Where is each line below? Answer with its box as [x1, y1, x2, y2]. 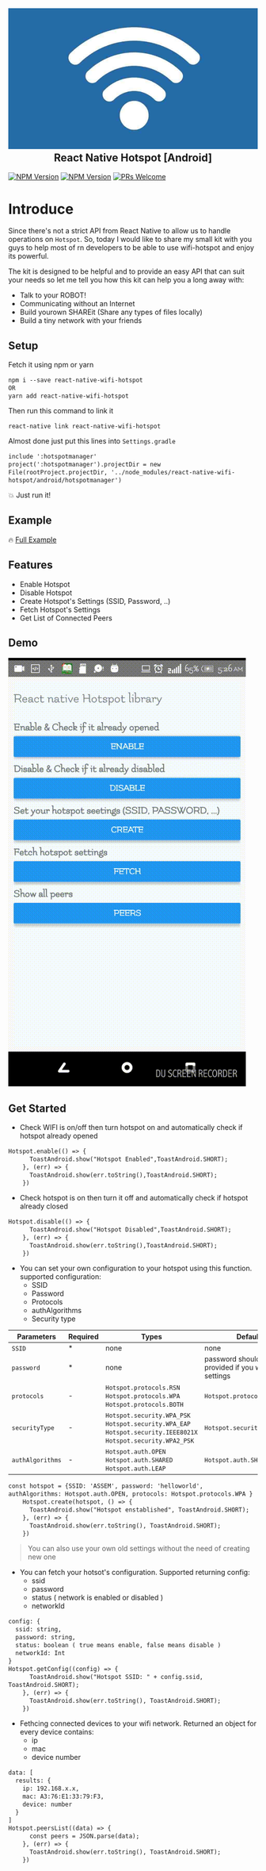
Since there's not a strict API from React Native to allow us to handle [8, 226, 231, 236]
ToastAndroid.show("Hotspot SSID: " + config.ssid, [28, 1673, 203, 1681]
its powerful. [8, 252, 49, 261]
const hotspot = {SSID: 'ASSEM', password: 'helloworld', [8, 1481, 203, 1490]
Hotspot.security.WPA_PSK [105, 1412, 192, 1420]
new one [27, 1552, 57, 1562]
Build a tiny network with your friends [19, 316, 142, 325]
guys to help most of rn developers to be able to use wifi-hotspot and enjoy [8, 243, 255, 252]
